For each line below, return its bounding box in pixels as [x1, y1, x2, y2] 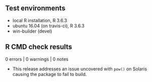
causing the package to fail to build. [12, 71, 87, 77]
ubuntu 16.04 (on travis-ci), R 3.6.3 [12, 23, 85, 29]
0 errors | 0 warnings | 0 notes [5, 56, 69, 62]
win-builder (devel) [12, 28, 52, 34]
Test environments [5, 4, 65, 13]
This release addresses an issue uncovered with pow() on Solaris [12, 65, 147, 72]
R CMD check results [5, 43, 72, 51]
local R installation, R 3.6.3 [12, 17, 67, 23]
